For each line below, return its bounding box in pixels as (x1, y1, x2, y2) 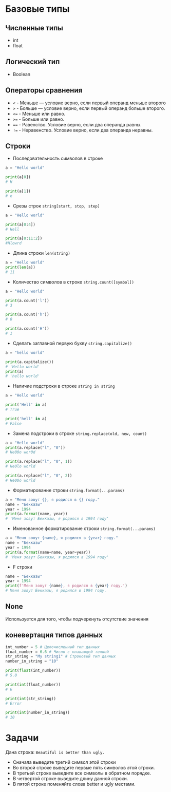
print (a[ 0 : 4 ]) (5, 222, 36, 227)
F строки (12, 563, 32, 570)
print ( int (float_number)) (5, 682, 61, 687)
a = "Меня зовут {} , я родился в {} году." (5, 497, 100, 502)
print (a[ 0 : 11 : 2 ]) (5, 236, 43, 241)
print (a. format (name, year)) (5, 512, 68, 517)
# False (5, 421, 22, 426)
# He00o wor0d (5, 450, 36, 455)
